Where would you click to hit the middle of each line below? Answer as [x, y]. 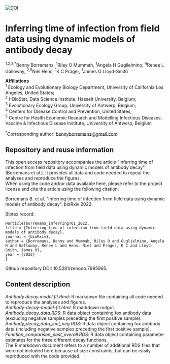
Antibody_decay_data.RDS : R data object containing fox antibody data [78, 313]
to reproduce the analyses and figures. [46, 302]
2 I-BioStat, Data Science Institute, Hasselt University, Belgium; [71, 98]
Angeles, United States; [30, 93]
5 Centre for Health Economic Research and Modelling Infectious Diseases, [84, 117]
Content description [38, 284]
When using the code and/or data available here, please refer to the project [84, 184]
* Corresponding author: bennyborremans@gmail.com [61, 133]
